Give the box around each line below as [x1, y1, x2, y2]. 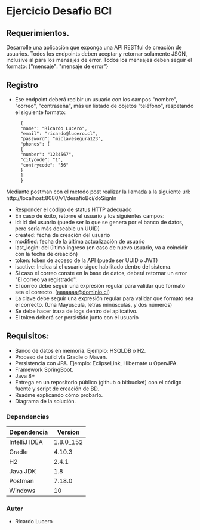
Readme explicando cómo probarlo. [14, 391, 103, 398]
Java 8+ [14, 372, 35, 380]
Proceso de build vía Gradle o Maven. [14, 353, 107, 360]
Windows [9, 486, 36, 495]
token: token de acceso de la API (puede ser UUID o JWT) [14, 257, 158, 264]
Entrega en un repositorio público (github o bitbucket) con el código [14, 378, 182, 386]
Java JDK [9, 467, 36, 475]
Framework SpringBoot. [14, 366, 73, 373]
